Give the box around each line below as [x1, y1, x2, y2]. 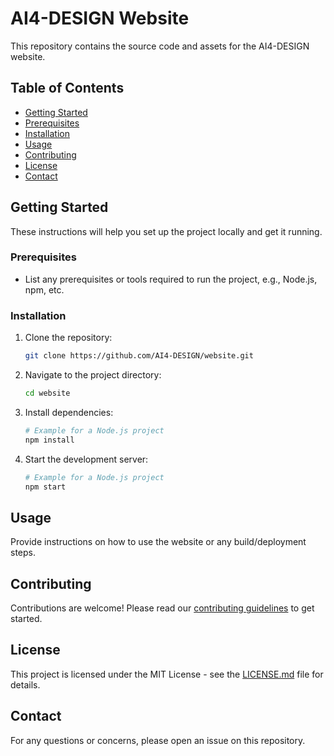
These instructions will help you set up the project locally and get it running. [10, 225, 323, 237]
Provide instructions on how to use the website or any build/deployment [10, 536, 307, 548]
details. [10, 678, 41, 691]
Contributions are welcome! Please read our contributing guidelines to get [10, 602, 315, 614]
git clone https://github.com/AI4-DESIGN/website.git [24, 351, 254, 361]
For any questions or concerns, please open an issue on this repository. [10, 734, 306, 746]
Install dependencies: [24, 406, 114, 418]
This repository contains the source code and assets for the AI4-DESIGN [10, 40, 310, 52]
